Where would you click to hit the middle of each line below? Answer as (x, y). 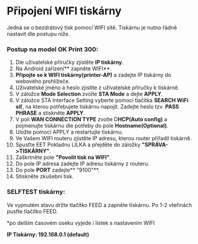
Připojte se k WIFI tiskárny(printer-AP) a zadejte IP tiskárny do (93, 75)
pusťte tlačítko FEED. (33, 211)
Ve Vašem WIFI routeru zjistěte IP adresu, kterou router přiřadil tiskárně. (103, 138)
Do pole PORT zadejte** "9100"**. (58, 170)
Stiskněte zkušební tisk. (44, 177)
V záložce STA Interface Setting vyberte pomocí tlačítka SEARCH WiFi (102, 100)
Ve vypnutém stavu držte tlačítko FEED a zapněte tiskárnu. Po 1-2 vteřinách (100, 205)
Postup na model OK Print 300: (53, 49)
